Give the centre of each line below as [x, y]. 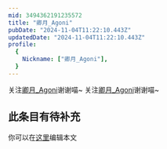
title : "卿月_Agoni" [40, 23]
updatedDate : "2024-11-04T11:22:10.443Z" [77, 37]
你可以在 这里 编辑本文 [42, 137]
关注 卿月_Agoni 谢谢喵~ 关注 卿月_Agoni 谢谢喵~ [83, 89]
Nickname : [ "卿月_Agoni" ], [65, 60]
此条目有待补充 [44, 117]
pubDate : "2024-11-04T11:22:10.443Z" [70, 30]
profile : [22, 45]
